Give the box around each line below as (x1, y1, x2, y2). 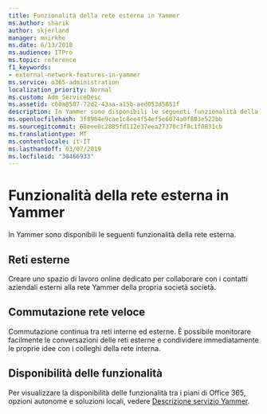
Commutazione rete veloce (8, 306, 146, 319)
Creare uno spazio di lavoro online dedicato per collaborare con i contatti (8, 274, 249, 283)
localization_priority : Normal (8, 85, 112, 94)
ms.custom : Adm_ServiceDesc (8, 93, 102, 101)
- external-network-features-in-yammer (8, 71, 141, 79)
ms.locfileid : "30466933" (8, 152, 94, 160)
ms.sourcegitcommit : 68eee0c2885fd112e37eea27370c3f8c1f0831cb (8, 123, 223, 131)
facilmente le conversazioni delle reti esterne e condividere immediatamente (8, 335, 259, 345)
